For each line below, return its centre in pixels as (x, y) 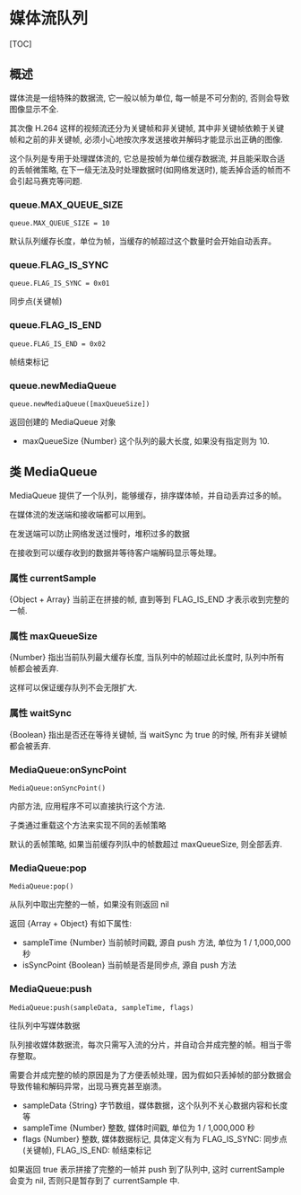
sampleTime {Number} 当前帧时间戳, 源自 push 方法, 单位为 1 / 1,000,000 (156, 943)
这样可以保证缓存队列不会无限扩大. (73, 687)
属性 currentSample (53, 578)
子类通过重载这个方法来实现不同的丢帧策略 (88, 825)
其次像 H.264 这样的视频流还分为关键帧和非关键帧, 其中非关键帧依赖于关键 (147, 128)
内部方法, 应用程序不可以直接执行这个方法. (87, 806)
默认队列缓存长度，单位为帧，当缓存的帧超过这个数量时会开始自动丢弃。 (142, 241)
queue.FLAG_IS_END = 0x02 (57, 344)
